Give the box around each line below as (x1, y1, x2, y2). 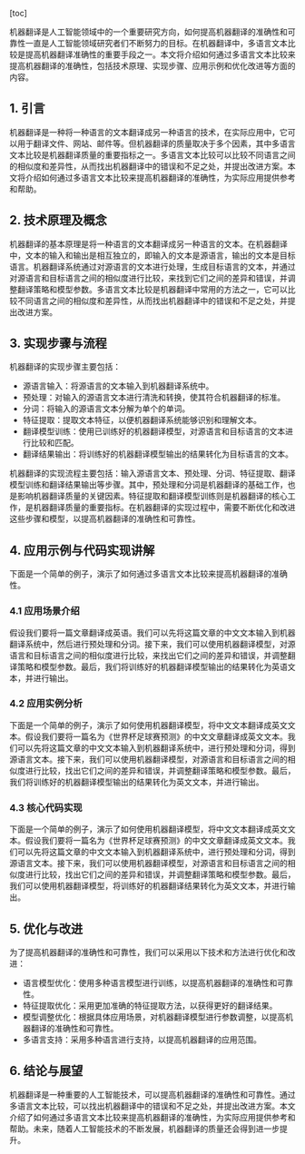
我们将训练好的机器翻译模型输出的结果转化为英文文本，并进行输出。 (9, 776, 264, 787)
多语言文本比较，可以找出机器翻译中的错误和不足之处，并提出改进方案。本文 (9, 1100, 296, 1111)
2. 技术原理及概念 (9, 212, 107, 228)
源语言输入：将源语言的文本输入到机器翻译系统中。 (22, 380, 214, 391)
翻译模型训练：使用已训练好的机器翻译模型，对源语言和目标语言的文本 (22, 426, 286, 437)
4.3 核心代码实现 (9, 801, 84, 814)
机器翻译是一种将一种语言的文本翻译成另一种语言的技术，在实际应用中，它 (9, 126, 288, 137)
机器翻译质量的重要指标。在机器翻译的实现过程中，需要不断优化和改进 (33, 502, 296, 513)
